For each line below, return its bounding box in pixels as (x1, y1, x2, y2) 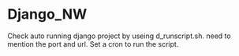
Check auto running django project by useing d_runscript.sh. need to (7, 31, 231, 40)
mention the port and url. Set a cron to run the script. (7, 39, 179, 48)
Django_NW (7, 5, 88, 23)
